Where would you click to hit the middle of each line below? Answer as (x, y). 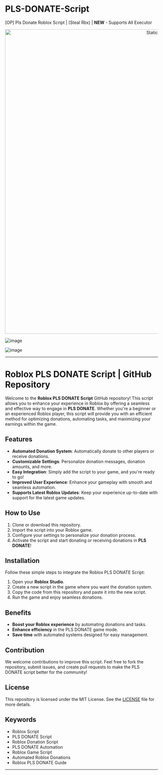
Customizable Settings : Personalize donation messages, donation (79, 461)
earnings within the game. (31, 424)
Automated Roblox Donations (41, 757)
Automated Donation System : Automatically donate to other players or (83, 451)
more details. (18, 704)
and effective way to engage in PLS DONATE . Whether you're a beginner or (81, 408)
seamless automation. (34, 487)
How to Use (23, 513)
